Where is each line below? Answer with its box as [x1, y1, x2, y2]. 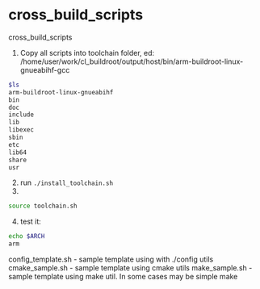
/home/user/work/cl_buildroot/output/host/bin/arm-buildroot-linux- [19, 57, 244, 66]
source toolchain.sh [8, 202, 78, 211]
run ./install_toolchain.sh [19, 178, 114, 187]
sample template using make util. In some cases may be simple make [8, 272, 238, 282]
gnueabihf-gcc [19, 65, 70, 74]
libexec [8, 126, 35, 134]
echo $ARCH [8, 232, 45, 241]
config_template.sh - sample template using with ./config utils [8, 254, 214, 264]
